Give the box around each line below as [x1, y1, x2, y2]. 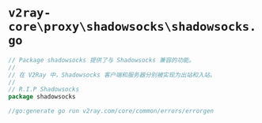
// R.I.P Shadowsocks [8, 85, 80, 94]
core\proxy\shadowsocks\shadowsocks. [8, 20, 257, 35]
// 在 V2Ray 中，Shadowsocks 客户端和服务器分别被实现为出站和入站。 [8, 71, 216, 79]
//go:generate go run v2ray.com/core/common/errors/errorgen [8, 107, 215, 115]
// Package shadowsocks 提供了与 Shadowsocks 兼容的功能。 [8, 56, 196, 64]
